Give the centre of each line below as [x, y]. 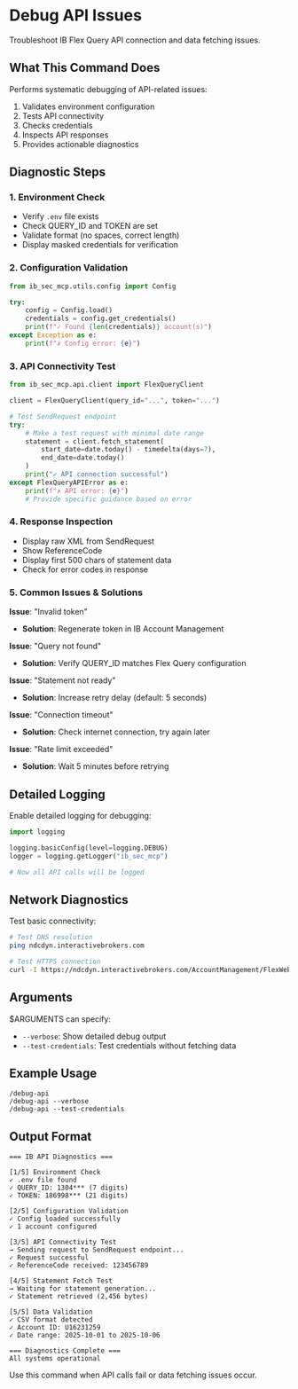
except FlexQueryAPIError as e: [69, 483]
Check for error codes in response [85, 569]
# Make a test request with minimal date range [114, 433]
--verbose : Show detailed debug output [94, 1036]
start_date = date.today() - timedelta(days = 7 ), [129, 450]
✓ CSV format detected [51, 1320]
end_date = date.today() [83, 458]
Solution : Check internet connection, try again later [116, 732]
